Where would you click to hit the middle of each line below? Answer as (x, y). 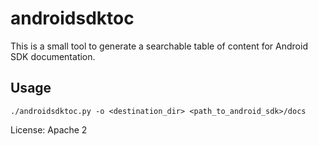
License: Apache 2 (49, 129)
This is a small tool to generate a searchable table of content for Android (159, 46)
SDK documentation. (53, 56)
